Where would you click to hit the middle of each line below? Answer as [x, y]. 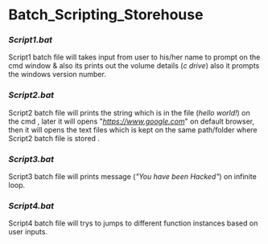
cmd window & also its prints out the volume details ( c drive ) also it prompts [134, 66]
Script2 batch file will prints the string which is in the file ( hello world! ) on [130, 112]
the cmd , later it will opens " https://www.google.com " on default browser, [132, 121]
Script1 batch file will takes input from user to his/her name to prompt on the [134, 57]
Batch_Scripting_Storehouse [106, 15]
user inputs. [28, 232]
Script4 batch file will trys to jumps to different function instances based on [133, 223]
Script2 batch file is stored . [54, 138]
